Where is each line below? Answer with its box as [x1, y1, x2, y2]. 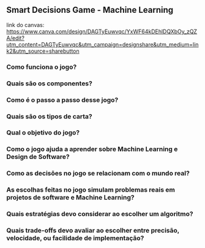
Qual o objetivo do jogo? [6, 128, 80, 137]
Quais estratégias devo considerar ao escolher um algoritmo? [6, 210, 194, 219]
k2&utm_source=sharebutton [6, 47, 80, 55]
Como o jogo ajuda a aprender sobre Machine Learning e [6, 145, 178, 153]
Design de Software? [6, 153, 70, 161]
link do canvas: [6, 21, 45, 28]
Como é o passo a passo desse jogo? [6, 95, 119, 104]
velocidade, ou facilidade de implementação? [6, 234, 144, 242]
